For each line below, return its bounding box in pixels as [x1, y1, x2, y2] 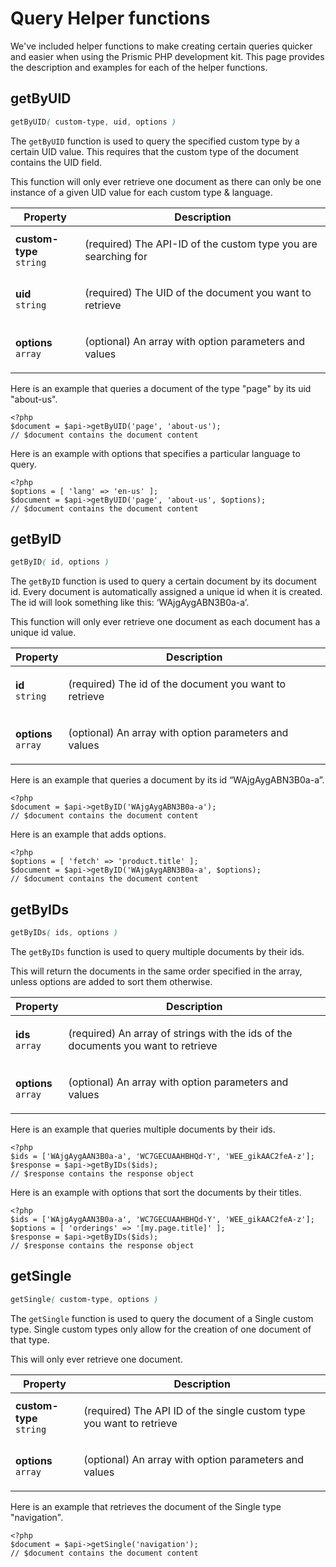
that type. [10, 1333, 50, 1346]
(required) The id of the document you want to [68, 677, 287, 691]
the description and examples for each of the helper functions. [10, 61, 268, 73]
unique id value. [10, 627, 77, 639]
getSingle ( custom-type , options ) [10, 1294, 159, 1304]
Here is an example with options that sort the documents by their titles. [10, 1187, 302, 1198]
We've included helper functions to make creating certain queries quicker [10, 40, 313, 52]
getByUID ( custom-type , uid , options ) [10, 117, 177, 127]
